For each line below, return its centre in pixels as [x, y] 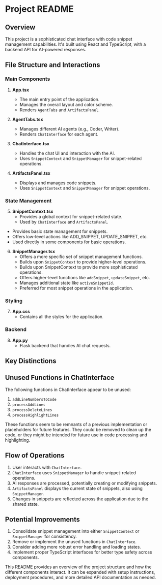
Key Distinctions [31, 361]
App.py [20, 340]
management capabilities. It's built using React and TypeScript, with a [76, 44]
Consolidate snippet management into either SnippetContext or [76, 531]
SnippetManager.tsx [34, 251]
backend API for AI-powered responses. [46, 49]
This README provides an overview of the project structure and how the [78, 567]
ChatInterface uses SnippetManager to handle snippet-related [74, 472]
